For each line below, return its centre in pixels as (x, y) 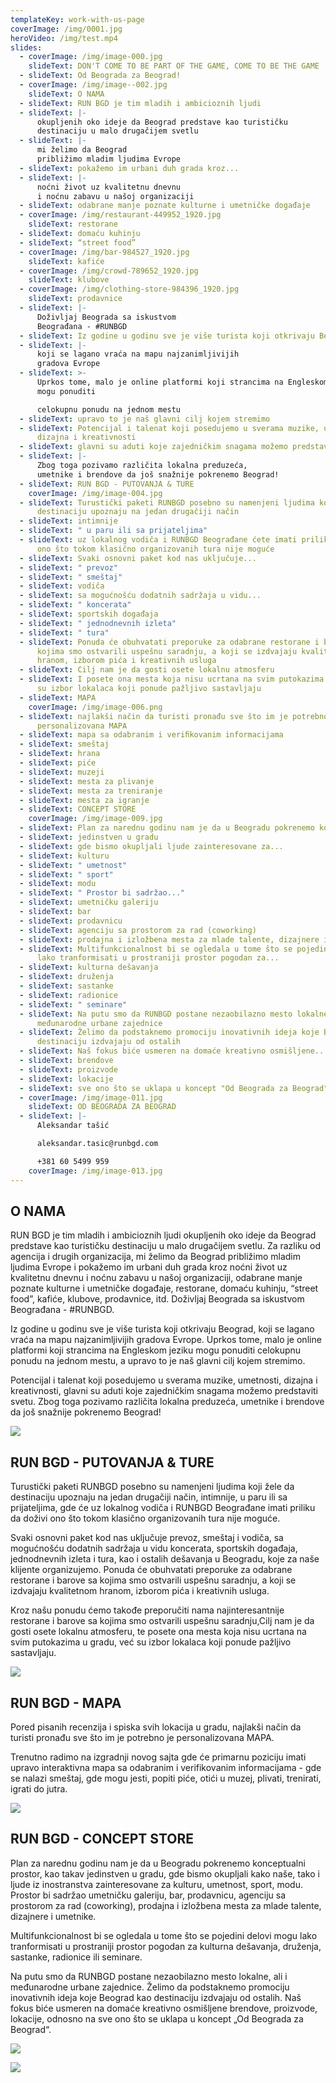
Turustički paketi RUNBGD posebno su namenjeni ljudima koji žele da (152, 1487)
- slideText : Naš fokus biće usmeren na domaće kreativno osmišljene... (174, 1051)
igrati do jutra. (39, 1788)
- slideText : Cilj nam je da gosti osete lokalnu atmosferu (147, 670)
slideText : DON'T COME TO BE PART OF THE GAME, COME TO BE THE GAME (174, 66)
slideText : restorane (73, 224)
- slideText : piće (58, 763)
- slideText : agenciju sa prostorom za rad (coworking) (138, 930)
